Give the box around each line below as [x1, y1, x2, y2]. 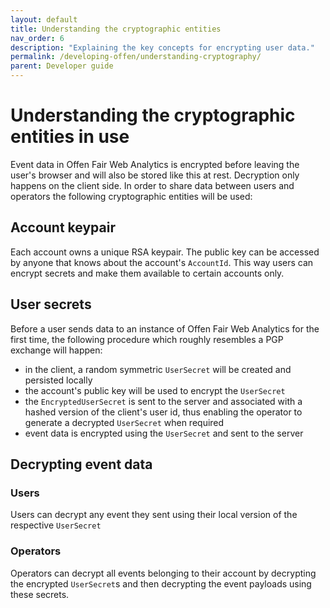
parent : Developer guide [10, 61, 114, 71]
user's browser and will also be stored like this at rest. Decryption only [10, 169, 300, 181]
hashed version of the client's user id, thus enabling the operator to [24, 406, 303, 418]
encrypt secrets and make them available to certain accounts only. [10, 267, 285, 279]
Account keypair [10, 219, 116, 236]
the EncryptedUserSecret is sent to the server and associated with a [24, 395, 303, 407]
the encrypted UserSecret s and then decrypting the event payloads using [10, 577, 312, 590]
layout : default [10, 14, 78, 25]
